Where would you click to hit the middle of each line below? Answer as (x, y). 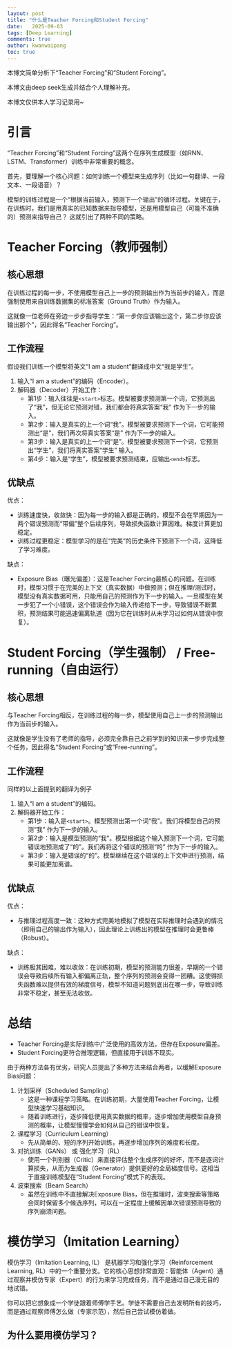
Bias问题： (22, 1076)
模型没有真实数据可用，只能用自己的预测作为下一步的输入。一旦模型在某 (120, 596)
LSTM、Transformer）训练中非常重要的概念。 (72, 161)
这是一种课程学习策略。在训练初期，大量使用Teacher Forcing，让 (120, 1099)
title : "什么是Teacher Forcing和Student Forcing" (78, 20)
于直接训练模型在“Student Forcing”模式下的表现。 (98, 1177)
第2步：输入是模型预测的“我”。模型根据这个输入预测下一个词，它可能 (126, 838)
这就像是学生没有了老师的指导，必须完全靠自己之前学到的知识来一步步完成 (113, 739)
